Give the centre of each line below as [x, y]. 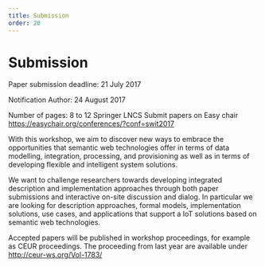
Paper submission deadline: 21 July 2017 [75, 84]
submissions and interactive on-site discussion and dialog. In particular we [131, 197]
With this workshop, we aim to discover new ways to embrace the [116, 139]
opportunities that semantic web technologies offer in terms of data [119, 147]
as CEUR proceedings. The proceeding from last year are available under [128, 246]
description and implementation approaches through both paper [113, 189]
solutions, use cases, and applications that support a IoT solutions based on [132, 214]
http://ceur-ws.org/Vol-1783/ [55, 255]
